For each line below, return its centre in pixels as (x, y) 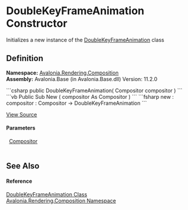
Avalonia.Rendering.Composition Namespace (61, 201)
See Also (23, 166)
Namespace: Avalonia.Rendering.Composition (63, 73)
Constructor (37, 23)
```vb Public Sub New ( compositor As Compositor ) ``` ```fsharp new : (90, 96)
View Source (22, 114)
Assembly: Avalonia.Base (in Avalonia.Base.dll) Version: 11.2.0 (82, 79)
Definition (25, 58)
